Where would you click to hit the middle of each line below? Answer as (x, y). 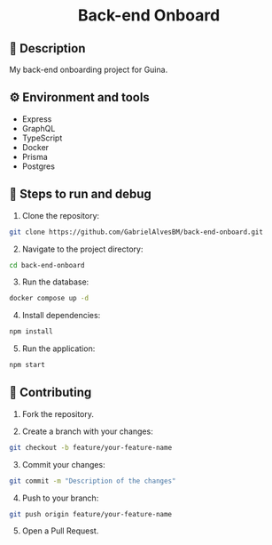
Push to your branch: (60, 498)
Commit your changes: (63, 464)
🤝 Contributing (51, 393)
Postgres (39, 166)
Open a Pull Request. (60, 531)
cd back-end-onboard (47, 265)
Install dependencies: (61, 316)
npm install (31, 332)
